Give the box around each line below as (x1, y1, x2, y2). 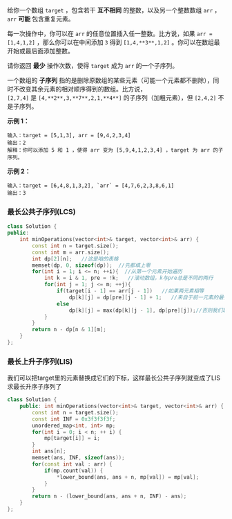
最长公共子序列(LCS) (7, 206, 76, 216)
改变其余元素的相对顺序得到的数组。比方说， (19, 85, 146, 93)
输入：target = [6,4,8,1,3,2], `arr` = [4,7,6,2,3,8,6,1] (7, 182, 175, 189)
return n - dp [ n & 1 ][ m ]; (32, 326, 107, 333)
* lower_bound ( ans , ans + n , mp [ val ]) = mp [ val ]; (56, 473, 200, 480)
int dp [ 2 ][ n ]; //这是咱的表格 (32, 255, 119, 262)
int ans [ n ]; (32, 448, 67, 455)
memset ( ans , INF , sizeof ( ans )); (32, 455, 126, 461)
